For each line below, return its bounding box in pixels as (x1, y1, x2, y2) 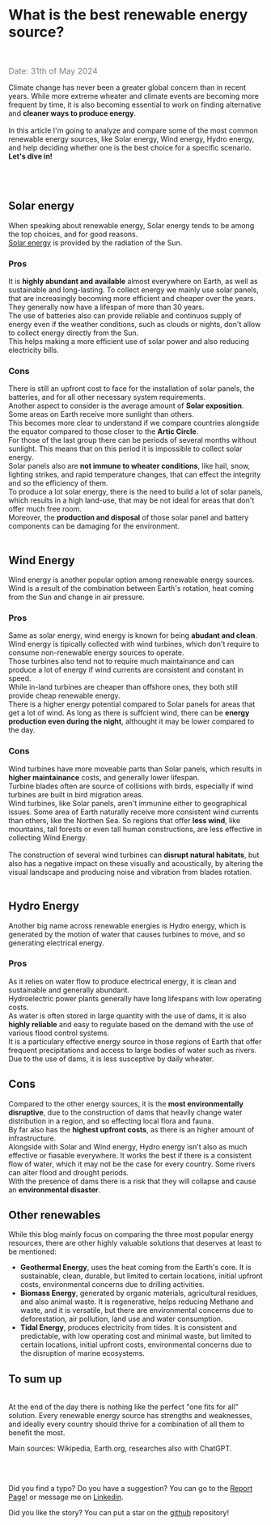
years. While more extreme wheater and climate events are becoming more (8, 91, 259, 100)
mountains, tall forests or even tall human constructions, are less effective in (8, 824, 263, 834)
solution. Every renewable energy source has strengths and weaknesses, (8, 1411, 252, 1421)
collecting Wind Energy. (8, 832, 87, 843)
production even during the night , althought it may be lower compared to (8, 716, 255, 726)
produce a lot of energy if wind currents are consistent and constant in (8, 665, 244, 675)
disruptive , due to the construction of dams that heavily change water (8, 1107, 243, 1117)
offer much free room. (8, 504, 83, 514)
